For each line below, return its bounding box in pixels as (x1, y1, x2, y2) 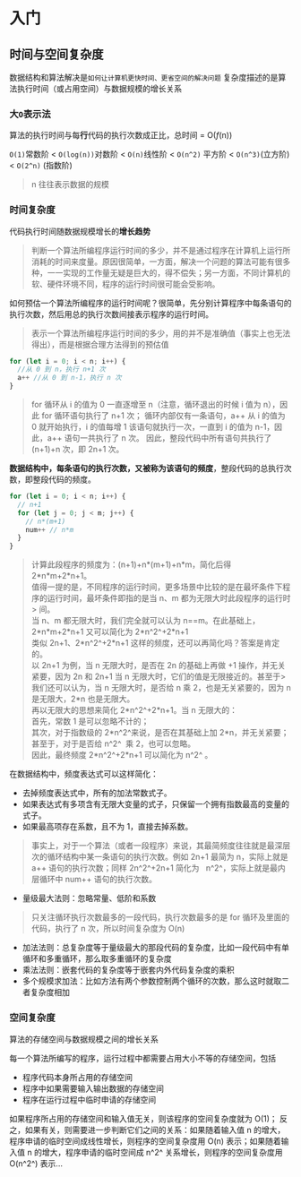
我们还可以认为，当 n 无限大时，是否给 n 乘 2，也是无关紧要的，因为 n (30, 683, 291, 693)
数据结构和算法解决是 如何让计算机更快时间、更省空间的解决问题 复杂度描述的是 (9, 73, 279, 82)
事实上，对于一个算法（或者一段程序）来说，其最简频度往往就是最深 (30, 840, 283, 851)
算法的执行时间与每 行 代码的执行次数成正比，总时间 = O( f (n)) (9, 130, 233, 141)
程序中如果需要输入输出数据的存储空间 (21, 1083, 164, 1094)
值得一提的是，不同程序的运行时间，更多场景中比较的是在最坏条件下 (30, 581, 283, 592)
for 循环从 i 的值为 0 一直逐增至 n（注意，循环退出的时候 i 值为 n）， (30, 399, 280, 410)
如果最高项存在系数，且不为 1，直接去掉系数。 (21, 821, 193, 832)
